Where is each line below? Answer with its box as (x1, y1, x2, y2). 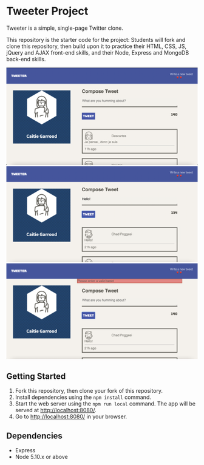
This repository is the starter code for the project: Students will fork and (6, 36, 186, 43)
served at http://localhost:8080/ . (15, 407, 97, 414)
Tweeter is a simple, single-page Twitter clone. (6, 24, 123, 32)
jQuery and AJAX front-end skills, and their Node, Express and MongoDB (6, 49, 189, 56)
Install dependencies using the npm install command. (15, 393, 152, 401)
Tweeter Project (6, 4, 89, 18)
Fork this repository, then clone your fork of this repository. (15, 387, 163, 395)
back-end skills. (6, 55, 46, 63)
